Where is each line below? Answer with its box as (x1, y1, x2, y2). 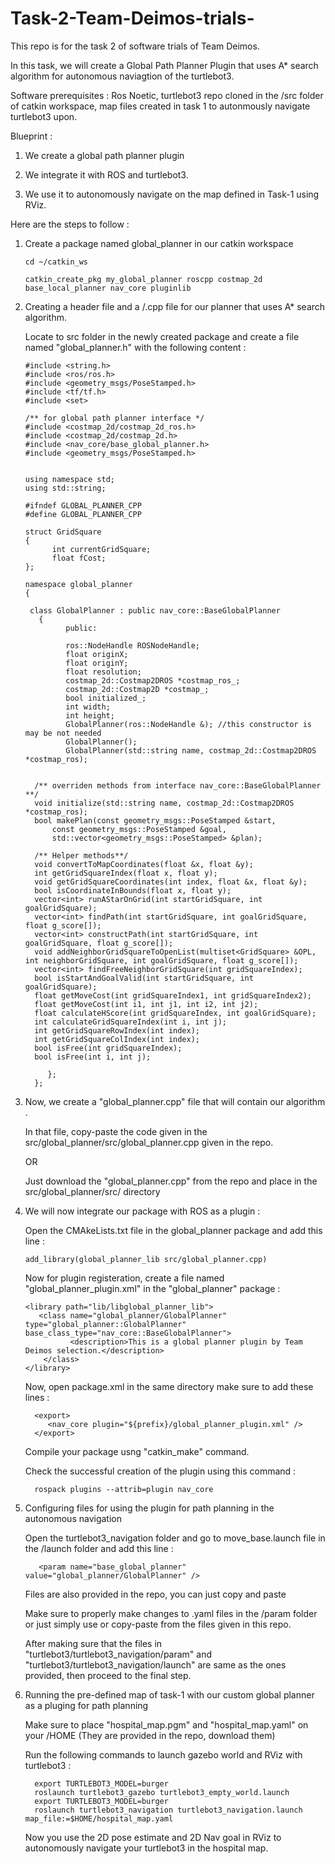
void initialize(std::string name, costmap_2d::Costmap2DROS (34, 798, 295, 808)
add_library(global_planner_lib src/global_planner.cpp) (24, 1254, 268, 1264)
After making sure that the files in (24, 1637, 163, 1649)
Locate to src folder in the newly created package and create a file (24, 330, 300, 342)
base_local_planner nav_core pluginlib (24, 283, 192, 293)
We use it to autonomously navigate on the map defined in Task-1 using (24, 188, 320, 200)
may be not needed (24, 728, 102, 738)
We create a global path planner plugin (24, 149, 185, 161)
